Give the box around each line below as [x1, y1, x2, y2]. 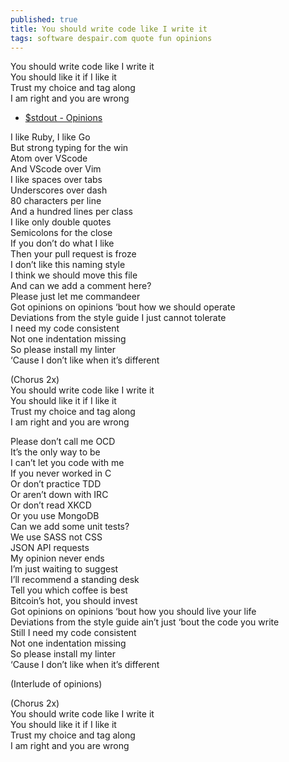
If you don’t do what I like [10, 237, 115, 250]
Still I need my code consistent [10, 627, 137, 639]
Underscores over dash [10, 184, 108, 196]
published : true [10, 14, 78, 25]
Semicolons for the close [10, 227, 113, 239]
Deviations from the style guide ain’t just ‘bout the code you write [10, 616, 280, 628]
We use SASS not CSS [10, 531, 103, 543]
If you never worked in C [10, 467, 112, 480]
